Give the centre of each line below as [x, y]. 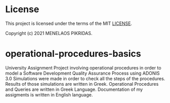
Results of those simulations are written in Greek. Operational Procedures [82, 84]
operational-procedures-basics [73, 54]
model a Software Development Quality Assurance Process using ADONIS [82, 73]
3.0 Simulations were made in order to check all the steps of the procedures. [85, 78]
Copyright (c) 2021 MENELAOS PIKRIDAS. [49, 33]
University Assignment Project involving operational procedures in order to [83, 67]
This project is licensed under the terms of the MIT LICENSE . [69, 23]
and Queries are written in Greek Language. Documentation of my [74, 89]
